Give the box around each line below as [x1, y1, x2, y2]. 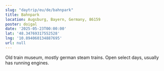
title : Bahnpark [5, 12, 39, 17]
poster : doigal [5, 21, 37, 27]
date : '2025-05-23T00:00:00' [5, 26, 67, 31]
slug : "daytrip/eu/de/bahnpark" [5, 7, 73, 13]
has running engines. [5, 59, 50, 66]
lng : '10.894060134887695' [5, 36, 62, 41]
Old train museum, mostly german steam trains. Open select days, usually [5, 54, 159, 60]
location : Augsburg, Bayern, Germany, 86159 [5, 17, 101, 22]
